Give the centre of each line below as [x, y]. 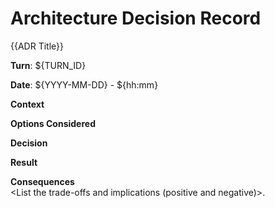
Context [27, 104]
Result [24, 162]
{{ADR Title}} [37, 46]
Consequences [42, 181]
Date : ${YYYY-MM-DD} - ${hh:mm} [84, 84]
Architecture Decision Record [136, 18]
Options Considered [53, 123]
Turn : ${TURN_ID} [48, 65]
